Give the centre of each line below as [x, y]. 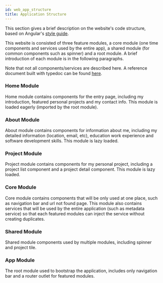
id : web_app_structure [28, 10]
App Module [20, 260]
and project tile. [21, 247]
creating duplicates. [25, 219]
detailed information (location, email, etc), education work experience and [79, 136]
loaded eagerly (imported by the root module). [52, 107]
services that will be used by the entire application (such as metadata [75, 208]
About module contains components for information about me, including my [81, 130]
